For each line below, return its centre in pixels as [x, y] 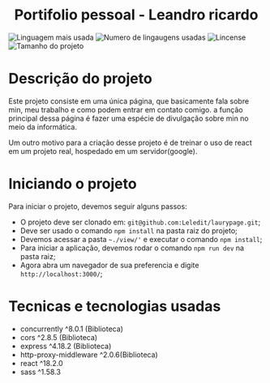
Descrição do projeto [80, 79]
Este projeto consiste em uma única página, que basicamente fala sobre [129, 101]
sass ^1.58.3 [40, 372]
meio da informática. [43, 126]
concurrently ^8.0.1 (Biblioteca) [72, 329]
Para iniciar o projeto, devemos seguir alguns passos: [98, 206]
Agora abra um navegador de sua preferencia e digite [109, 265]
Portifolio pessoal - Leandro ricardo [136, 15]
